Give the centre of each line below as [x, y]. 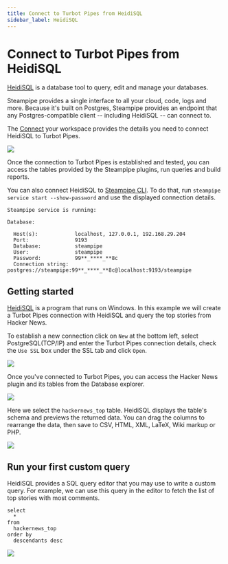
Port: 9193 [50, 240]
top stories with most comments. [54, 498]
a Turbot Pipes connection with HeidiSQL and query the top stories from [109, 315]
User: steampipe [58, 252]
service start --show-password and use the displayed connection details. [112, 197]
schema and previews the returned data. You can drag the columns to [106, 417]
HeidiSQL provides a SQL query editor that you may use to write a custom [112, 484]
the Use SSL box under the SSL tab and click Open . [77, 351]
